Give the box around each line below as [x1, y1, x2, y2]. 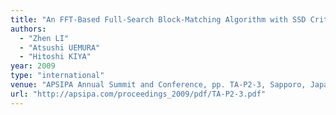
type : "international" [10, 71, 105, 81]
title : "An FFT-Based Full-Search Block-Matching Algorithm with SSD [10, 14, 307, 25]
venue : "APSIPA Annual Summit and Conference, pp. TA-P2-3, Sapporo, [10, 80, 307, 90]
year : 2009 [10, 61, 56, 71]
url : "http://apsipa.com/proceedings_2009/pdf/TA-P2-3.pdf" [10, 89, 267, 99]
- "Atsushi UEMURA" [19, 42, 101, 53]
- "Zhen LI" [19, 33, 70, 43]
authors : [10, 24, 47, 34]
